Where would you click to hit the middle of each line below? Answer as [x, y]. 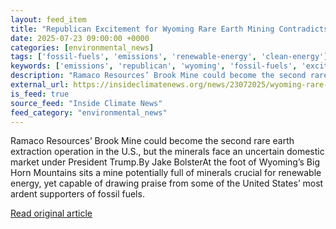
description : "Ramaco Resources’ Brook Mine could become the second [158, 76]
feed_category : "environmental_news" [89, 112]
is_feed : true [40, 94]
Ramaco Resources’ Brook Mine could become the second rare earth [152, 141]
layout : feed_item [48, 19]
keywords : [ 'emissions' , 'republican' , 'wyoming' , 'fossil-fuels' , [154, 66]
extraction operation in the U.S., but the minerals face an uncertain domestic [167, 152]
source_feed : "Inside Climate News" [86, 103]
